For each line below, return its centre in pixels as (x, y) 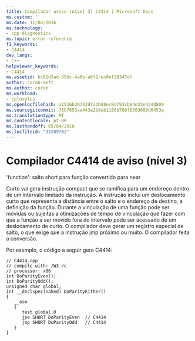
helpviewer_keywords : (33, 66)
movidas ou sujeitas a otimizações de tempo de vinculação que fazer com (96, 213)
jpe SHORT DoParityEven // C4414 (64, 317)
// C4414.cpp (22, 260)
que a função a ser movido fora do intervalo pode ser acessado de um (91, 220)
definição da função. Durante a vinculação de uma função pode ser (88, 207)
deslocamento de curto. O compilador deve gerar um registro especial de (95, 226)
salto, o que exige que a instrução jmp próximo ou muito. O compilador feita (98, 232)
